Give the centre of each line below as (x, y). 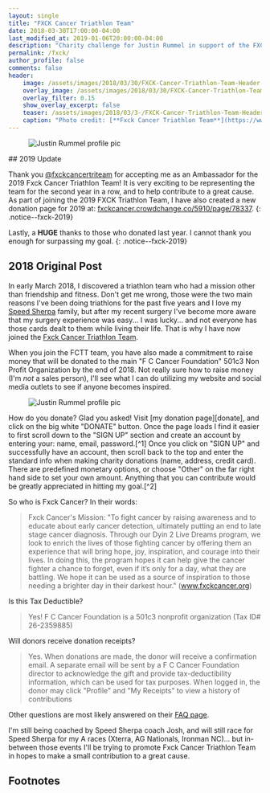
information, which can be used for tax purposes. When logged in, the (144, 682)
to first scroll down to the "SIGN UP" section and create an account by (125, 435)
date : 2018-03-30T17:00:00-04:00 (64, 31)
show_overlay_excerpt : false (72, 105)
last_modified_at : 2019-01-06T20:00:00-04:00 (86, 38)
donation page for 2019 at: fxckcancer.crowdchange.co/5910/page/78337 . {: (135, 208)
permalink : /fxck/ (39, 53)
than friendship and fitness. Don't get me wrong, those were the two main (131, 294)
